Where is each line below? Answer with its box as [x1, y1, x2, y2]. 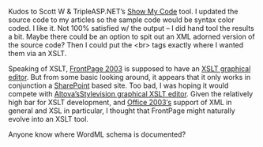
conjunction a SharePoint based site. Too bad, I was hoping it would [8, 81, 229, 90]
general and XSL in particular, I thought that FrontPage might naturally [8, 106, 235, 115]
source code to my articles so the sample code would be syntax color [8, 15, 235, 24]
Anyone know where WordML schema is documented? [8, 130, 186, 139]
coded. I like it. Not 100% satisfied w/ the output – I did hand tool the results [8, 24, 254, 32]
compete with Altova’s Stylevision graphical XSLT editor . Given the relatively [8, 89, 254, 98]
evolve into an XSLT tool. [8, 115, 89, 123]
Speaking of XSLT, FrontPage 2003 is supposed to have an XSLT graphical [8, 64, 251, 73]
